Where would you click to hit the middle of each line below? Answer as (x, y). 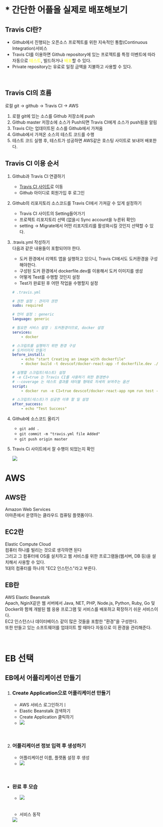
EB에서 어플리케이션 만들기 (43, 678)
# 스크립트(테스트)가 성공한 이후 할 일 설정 (50, 400)
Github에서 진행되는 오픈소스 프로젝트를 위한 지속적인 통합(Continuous (80, 42)
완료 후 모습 (25, 786)
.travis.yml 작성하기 (31, 242)
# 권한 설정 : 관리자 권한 (35, 301)
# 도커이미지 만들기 (29, 350)
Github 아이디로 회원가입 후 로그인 (52, 192)
